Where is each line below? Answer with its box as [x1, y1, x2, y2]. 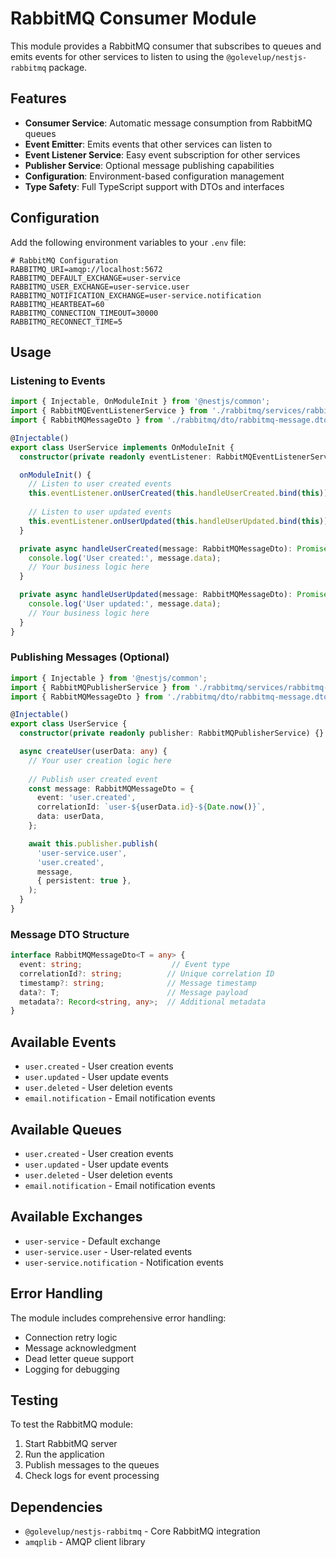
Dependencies [10, 1498, 103, 1516]
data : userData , [36, 812, 105, 822]
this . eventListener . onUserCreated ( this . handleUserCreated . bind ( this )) [28, 488, 329, 499]
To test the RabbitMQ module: [10, 1418, 134, 1431]
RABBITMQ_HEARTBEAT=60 [10, 299, 105, 309]
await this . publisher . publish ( [28, 838, 159, 849]
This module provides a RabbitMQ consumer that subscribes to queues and [10, 40, 322, 52]
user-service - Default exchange [24, 1235, 161, 1247]
